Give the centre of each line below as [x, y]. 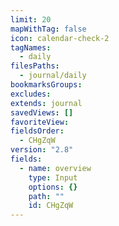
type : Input [53, 177]
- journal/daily [53, 76]
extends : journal [46, 103]
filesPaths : [35, 66]
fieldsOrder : [37, 131]
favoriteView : [40, 122]
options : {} [53, 187]
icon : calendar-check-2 [60, 38]
